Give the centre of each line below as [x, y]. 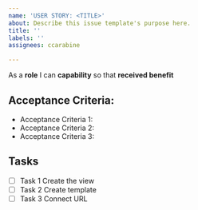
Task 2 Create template [58, 189]
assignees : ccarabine [44, 46]
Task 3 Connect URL [53, 198]
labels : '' [26, 38]
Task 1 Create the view [57, 180]
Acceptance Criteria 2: [57, 128]
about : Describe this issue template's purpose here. [100, 23]
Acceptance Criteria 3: [57, 136]
